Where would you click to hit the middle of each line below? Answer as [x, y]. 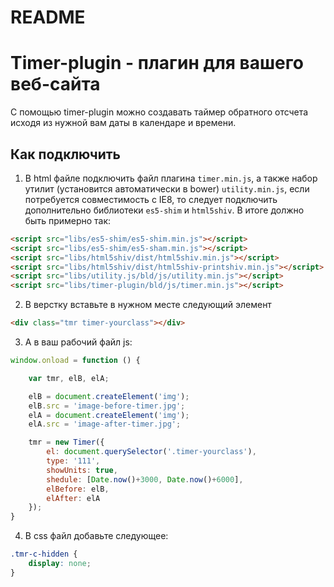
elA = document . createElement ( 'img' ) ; [109, 415]
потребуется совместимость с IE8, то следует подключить [151, 199]
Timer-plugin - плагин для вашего [157, 63]
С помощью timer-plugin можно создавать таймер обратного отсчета [159, 112]
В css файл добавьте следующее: [96, 536]
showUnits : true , [82, 470]
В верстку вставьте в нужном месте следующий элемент [148, 305]
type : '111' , [73, 461]
